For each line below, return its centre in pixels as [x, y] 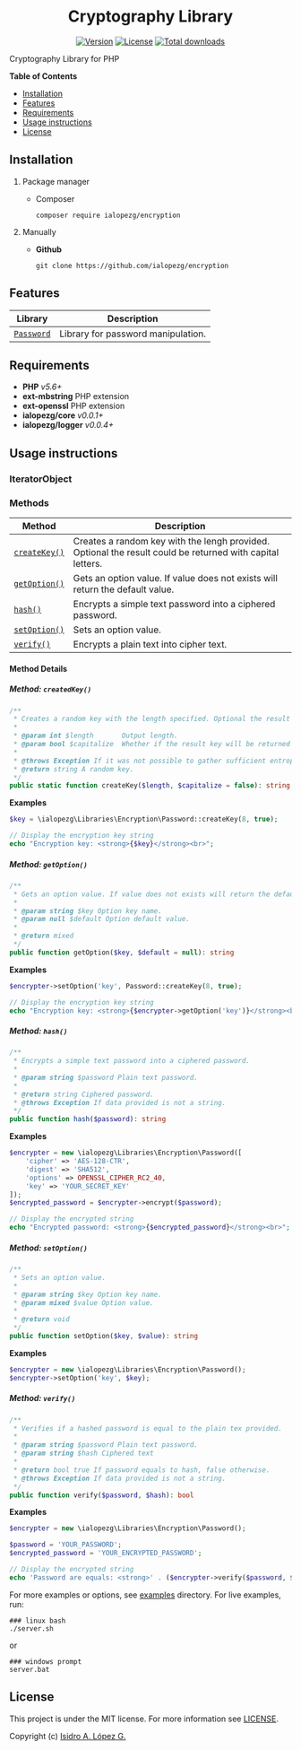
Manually [39, 231]
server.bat [30, 1669]
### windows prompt [46, 1661]
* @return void [41, 1319]
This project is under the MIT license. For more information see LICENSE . [144, 1719]
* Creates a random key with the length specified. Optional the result [152, 719]
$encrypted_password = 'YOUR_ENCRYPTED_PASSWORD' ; [106, 1554]
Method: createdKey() [51, 689]
